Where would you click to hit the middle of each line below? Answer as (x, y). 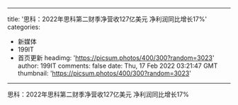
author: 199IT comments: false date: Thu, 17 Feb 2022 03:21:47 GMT (118, 66)
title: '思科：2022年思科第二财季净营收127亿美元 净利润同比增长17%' (107, 19)
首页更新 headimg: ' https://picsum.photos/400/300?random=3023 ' (116, 58)
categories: (24, 27)
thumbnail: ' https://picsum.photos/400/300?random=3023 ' (104, 73)
